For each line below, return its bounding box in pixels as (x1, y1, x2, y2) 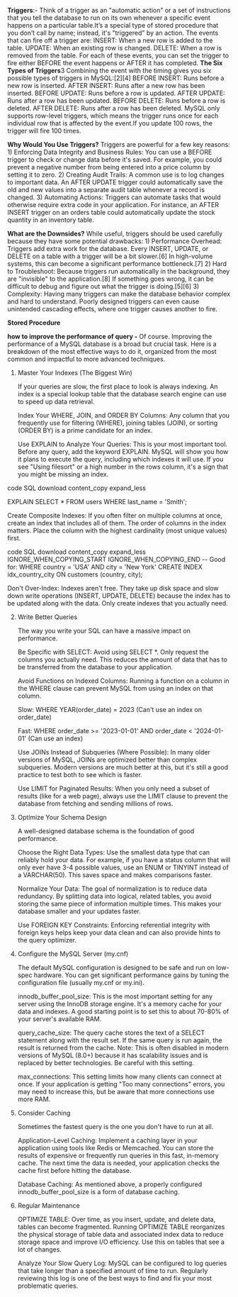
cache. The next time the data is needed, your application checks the (17, 1159, 220, 1167)
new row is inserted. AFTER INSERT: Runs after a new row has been (7, 82, 205, 89)
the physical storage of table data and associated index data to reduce (17, 1230, 224, 1238)
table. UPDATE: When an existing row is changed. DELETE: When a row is (7, 44, 222, 52)
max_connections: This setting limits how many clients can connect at (17, 1072, 222, 1081)
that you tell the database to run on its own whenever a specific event (7, 13, 211, 22)
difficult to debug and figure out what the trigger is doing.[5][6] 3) (7, 282, 200, 290)
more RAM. (17, 1095, 51, 1103)
